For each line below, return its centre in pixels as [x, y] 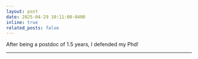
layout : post [22, 11]
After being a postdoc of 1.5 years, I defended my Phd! [72, 44]
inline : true [22, 22]
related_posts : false [33, 28]
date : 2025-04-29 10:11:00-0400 [46, 17]
